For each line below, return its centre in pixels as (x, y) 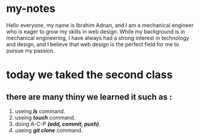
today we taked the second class (90, 75)
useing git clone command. (49, 130)
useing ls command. (40, 111)
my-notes (31, 9)
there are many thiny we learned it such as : (89, 97)
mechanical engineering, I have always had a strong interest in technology (98, 38)
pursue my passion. (31, 50)
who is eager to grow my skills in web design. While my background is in (96, 31)
